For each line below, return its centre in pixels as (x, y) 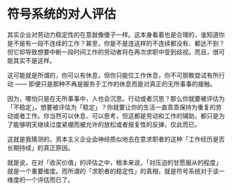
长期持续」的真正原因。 (40, 148)
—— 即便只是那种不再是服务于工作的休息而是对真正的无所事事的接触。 (115, 84)
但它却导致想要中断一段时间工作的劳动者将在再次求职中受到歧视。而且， (110, 52)
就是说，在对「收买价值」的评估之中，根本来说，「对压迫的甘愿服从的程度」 (115, 162)
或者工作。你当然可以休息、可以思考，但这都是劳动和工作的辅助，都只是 (116, 115)
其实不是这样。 (34, 60)
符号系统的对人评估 (62, 14)
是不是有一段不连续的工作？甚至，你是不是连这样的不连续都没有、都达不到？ (116, 43)
